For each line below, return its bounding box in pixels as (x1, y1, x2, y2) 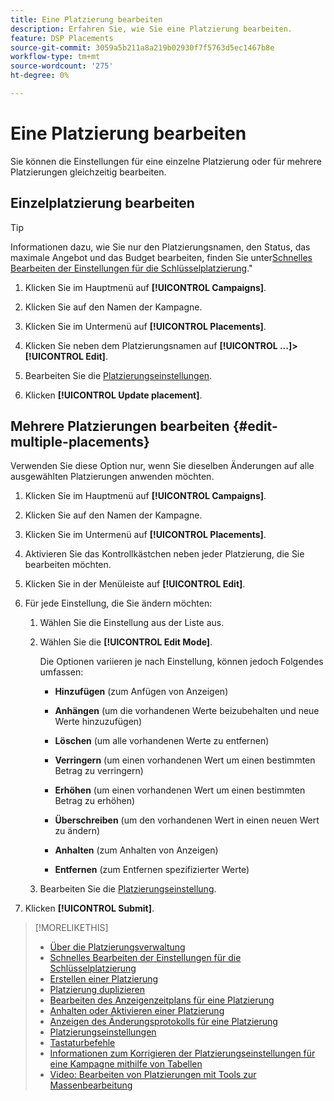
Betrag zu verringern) (54, 765, 144, 777)
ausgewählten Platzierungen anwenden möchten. (10, 471, 215, 483)
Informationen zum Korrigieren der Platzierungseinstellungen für (49, 1047, 316, 1060)
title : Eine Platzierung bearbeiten (10, 14, 163, 25)
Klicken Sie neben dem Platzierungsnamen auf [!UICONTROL (24, 339, 278, 351)
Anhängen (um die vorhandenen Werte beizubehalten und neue (54, 705, 320, 717)
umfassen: (39, 666, 84, 678)
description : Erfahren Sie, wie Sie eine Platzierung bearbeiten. (10, 24, 293, 34)
